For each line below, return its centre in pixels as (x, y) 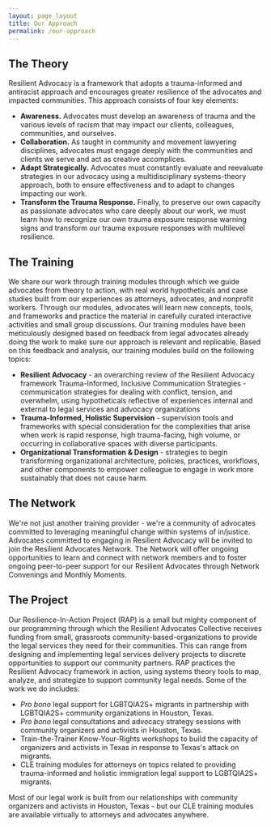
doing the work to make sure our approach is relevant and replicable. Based (135, 342)
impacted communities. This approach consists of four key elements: (123, 100)
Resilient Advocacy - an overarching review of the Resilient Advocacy (137, 375)
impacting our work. (53, 194)
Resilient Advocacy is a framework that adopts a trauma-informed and (125, 83)
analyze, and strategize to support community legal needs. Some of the (127, 680)
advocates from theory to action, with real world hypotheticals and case (128, 290)
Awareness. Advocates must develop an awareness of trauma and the (138, 116)
